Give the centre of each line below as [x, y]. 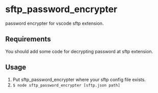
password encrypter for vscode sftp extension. [55, 23]
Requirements [28, 39]
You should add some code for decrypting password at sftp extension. [79, 51]
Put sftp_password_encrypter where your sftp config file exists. [79, 79]
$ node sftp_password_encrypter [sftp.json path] [67, 85]
